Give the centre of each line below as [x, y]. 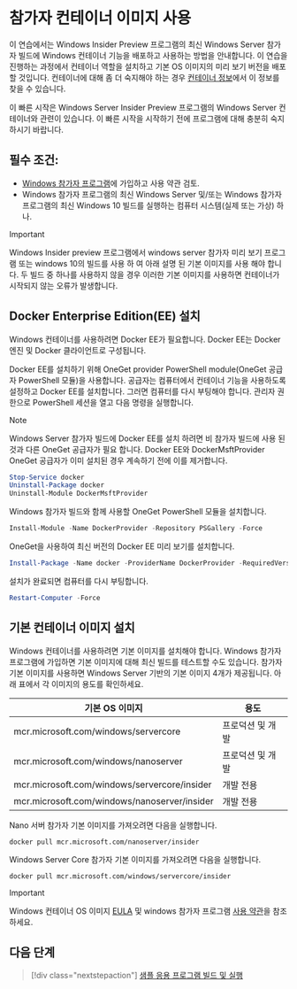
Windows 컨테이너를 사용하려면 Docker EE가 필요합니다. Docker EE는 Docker [145, 339]
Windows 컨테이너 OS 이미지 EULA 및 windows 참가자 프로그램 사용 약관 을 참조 [148, 911]
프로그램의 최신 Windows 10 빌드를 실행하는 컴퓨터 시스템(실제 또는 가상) [148, 205]
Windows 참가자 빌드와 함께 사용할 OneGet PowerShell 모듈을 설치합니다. [138, 512]
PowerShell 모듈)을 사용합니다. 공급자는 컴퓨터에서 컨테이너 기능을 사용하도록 [152, 380]
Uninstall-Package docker [57, 485]
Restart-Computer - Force [55, 598]
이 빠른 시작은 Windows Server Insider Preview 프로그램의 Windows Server [143, 107]
